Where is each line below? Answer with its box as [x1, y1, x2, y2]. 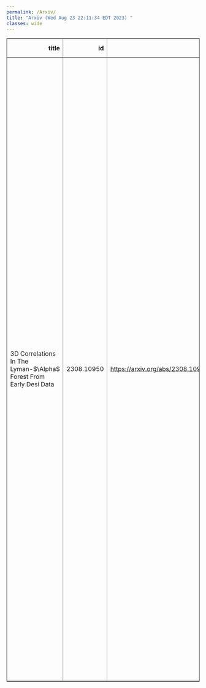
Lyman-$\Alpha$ [10, 365, 60, 373]
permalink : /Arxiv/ [6, 9, 56, 15]
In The [10, 357, 29, 365]
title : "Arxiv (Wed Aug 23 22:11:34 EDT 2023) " [6, 15, 133, 21]
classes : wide [6, 20, 43, 26]
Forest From [10, 372, 45, 381]
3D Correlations [10, 350, 56, 358]
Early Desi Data [10, 380, 55, 389]
